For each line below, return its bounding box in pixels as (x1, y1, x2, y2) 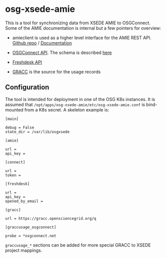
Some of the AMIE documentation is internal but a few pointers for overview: (5, 25, 162, 31)
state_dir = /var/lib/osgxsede (5, 129, 70, 134)
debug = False (5, 125, 35, 130)
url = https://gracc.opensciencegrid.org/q (5, 216, 97, 221)
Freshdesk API (12, 59, 42, 65)
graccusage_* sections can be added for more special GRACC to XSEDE (5, 242, 151, 248)
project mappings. (5, 247, 43, 253)
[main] (5, 116, 19, 121)
